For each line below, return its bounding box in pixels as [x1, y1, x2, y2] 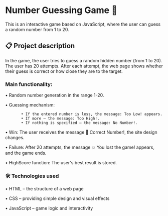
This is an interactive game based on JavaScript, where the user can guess [5, 21, 161, 27]
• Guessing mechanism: [5, 102, 55, 108]
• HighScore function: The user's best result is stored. [5, 160, 117, 166]
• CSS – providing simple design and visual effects [5, 195, 110, 201]
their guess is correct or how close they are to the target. [5, 68, 123, 74]
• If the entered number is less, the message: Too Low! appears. [21, 112, 163, 117]
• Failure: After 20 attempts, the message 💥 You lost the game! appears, [5, 144, 154, 150]
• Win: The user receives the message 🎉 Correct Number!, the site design [5, 129, 157, 135]
